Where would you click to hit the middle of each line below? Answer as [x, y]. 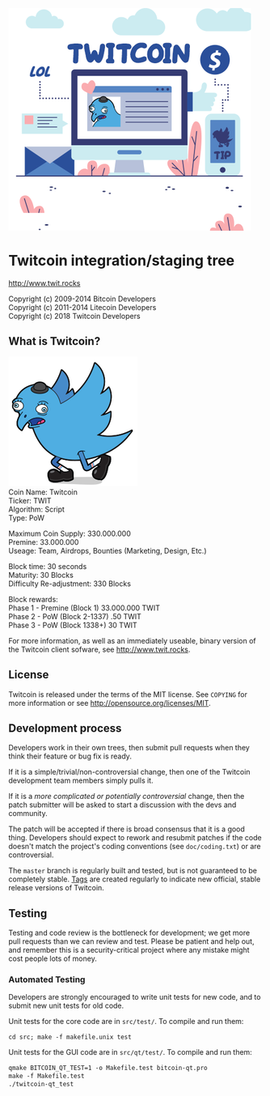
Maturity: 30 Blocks [41, 575]
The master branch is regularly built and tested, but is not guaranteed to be [133, 871]
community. [28, 814]
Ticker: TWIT [30, 500]
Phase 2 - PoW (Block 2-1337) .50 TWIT [75, 616]
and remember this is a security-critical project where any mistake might [129, 950]
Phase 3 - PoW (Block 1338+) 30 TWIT [73, 625]
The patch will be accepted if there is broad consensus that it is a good [127, 829]
